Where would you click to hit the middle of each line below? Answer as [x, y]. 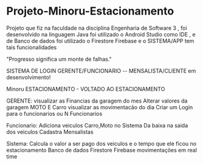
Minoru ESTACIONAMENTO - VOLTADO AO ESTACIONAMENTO [86, 89]
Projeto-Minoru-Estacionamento [90, 11]
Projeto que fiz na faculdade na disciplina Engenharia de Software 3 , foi [97, 28]
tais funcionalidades [32, 47]
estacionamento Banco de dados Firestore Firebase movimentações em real [102, 150]
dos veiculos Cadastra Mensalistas [50, 132]
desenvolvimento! [29, 77]
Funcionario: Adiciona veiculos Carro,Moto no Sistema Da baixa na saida [97, 125]
